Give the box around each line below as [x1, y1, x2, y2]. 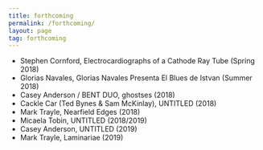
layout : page [8, 26, 52, 34]
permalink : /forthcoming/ [8, 19, 95, 27]
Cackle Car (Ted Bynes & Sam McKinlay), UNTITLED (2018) [19, 99, 217, 108]
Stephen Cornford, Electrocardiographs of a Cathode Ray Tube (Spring [19, 56, 256, 66]
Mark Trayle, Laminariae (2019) [19, 133, 124, 143]
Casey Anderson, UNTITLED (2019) [19, 124, 138, 134]
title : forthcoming [8, 11, 74, 20]
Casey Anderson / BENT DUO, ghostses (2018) [19, 90, 175, 100]
